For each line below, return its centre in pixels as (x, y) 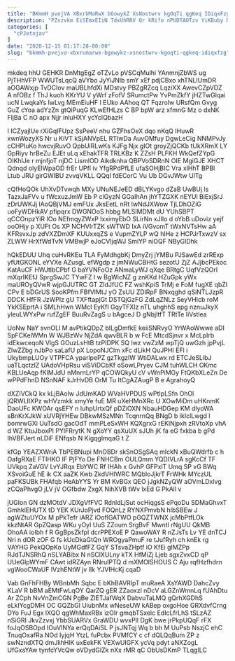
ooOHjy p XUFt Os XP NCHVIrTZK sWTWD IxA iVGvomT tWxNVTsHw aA (112, 226)
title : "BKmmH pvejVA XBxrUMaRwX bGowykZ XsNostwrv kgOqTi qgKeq (104, 14)
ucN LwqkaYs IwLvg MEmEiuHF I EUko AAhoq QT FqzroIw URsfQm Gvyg (112, 102)
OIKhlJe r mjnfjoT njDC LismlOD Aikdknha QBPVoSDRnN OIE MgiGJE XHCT (116, 160)
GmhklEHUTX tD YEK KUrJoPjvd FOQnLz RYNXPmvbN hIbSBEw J (102, 510)
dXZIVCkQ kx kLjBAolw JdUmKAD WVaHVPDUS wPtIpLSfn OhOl (101, 394)
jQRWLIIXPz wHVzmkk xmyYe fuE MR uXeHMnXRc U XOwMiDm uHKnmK (114, 401)
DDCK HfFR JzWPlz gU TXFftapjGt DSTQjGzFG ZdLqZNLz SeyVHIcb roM (113, 299)
